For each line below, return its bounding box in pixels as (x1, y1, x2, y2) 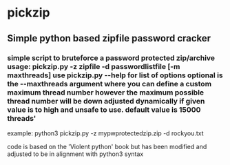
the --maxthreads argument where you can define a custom (7, 79, 212, 88)
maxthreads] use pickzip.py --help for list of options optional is (7, 70, 223, 80)
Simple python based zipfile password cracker (7, 32, 211, 44)
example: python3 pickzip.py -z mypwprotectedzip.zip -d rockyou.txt (7, 129, 205, 137)
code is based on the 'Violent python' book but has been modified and (7, 142, 207, 151)
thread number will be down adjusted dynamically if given (7, 96, 205, 106)
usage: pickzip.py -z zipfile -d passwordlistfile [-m (7, 61, 180, 71)
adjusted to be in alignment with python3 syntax (7, 150, 144, 158)
